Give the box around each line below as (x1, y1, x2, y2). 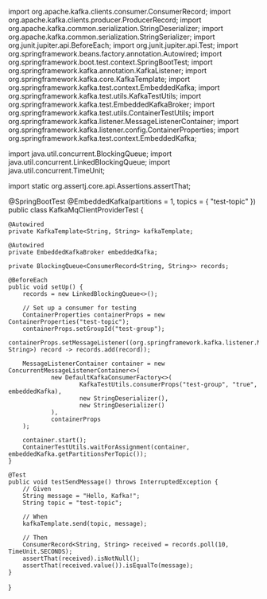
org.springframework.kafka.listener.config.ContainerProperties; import (8, 125, 239, 134)
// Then (22, 534, 48, 542)
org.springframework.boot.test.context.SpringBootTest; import (8, 57, 213, 67)
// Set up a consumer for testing (22, 304, 137, 312)
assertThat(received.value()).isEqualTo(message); (22, 562, 194, 570)
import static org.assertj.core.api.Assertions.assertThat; (8, 181, 191, 190)
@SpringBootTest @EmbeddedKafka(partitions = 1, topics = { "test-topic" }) (8, 196, 257, 206)
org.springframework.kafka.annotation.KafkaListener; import (8, 66, 207, 75)
